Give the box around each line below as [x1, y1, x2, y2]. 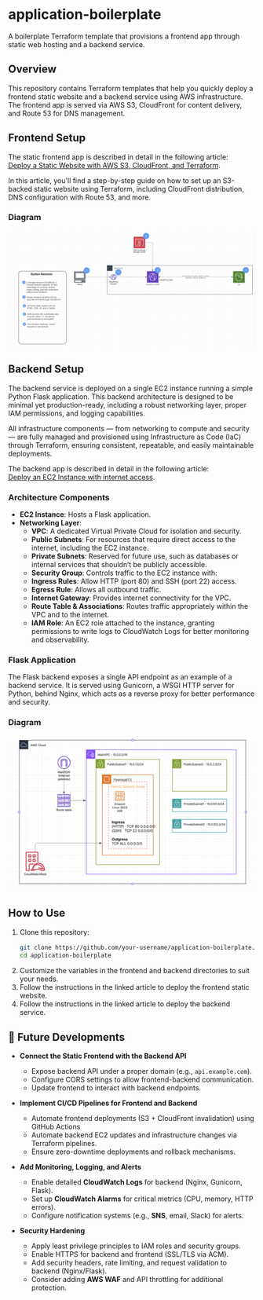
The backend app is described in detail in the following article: [8, 463, 210, 473]
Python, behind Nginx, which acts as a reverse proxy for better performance [8, 689, 255, 698]
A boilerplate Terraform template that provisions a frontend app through [8, 31, 240, 41]
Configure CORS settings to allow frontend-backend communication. [31, 1075, 254, 1085]
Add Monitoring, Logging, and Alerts [19, 1163, 141, 1172]
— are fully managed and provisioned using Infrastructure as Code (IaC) [8, 432, 242, 441]
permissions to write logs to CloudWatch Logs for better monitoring [31, 627, 250, 636]
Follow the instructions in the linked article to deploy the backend [19, 999, 231, 1009]
